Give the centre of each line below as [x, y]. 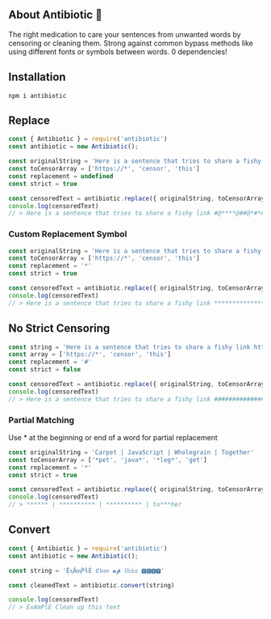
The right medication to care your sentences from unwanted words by [125, 34]
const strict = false [45, 370]
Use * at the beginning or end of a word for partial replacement [113, 437]
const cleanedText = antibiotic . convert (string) [92, 585]
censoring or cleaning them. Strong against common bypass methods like [131, 43]
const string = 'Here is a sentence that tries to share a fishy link [129, 347]
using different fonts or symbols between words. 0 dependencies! [118, 51]
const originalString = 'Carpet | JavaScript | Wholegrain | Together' [131, 452]
